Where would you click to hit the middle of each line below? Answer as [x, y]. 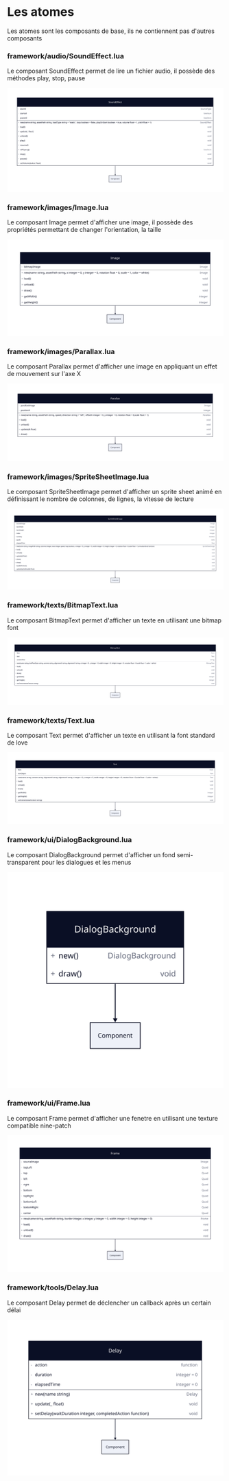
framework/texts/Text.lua [51, 720]
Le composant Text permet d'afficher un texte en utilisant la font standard [111, 735]
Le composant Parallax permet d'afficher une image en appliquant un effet [112, 366]
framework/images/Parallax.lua [61, 351]
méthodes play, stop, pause [46, 78]
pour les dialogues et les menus [86, 862]
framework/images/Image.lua [58, 207]
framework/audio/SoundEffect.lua [66, 56]
